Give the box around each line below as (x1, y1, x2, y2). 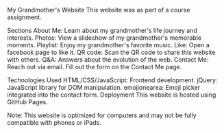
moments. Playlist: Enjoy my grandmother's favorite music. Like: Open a (7, 41, 210, 49)
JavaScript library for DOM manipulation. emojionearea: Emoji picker (7, 84, 201, 91)
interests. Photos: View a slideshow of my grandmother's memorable (7, 34, 202, 42)
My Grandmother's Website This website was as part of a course (7, 6, 190, 14)
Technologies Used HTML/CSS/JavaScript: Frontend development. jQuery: (7, 76, 218, 84)
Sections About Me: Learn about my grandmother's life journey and (7, 27, 197, 34)
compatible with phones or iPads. (7, 119, 101, 126)
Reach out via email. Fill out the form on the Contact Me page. (7, 63, 182, 71)
